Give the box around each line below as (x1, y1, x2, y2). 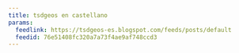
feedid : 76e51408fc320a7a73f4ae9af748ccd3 (15, 33, 157, 41)
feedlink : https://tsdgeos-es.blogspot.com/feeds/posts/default (15, 26, 232, 34)
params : (8, 19, 34, 26)
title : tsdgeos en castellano (8, 11, 108, 19)
